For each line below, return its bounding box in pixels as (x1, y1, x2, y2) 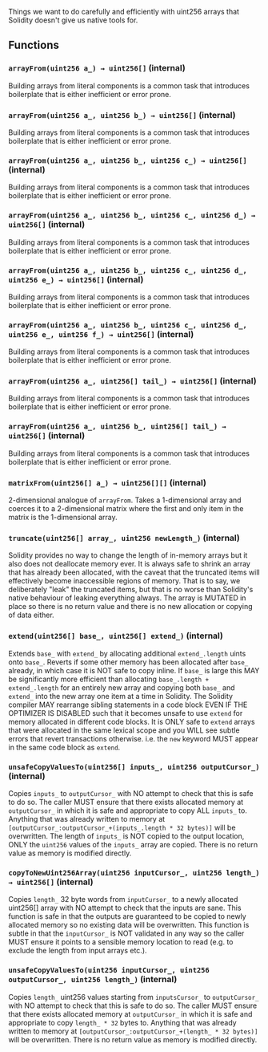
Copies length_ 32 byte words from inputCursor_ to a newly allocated (8, 895, 238, 904)
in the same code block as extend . (8, 742, 121, 752)
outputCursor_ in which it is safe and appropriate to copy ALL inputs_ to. (8, 806, 248, 815)
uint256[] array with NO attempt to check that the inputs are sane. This (8, 903, 242, 913)
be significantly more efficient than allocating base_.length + (8, 674, 210, 684)
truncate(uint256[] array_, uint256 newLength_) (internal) (8, 532, 240, 543)
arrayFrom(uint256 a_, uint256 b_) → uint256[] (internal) (8, 109, 236, 120)
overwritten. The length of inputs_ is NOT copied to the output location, (8, 831, 245, 841)
